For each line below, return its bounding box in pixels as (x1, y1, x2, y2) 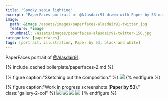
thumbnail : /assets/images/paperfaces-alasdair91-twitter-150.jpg (10, 31, 152, 36)
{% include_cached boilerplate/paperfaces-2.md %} (5, 64, 114, 70)
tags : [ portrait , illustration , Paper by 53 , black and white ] (5, 40, 141, 45)
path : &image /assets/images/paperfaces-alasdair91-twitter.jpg (10, 21, 147, 27)
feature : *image (10, 26, 44, 31)
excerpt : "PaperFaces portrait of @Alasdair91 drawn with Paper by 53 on (5, 12, 163, 17)
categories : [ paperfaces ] (5, 36, 59, 41)
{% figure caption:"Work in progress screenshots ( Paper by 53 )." (5, 84, 140, 90)
